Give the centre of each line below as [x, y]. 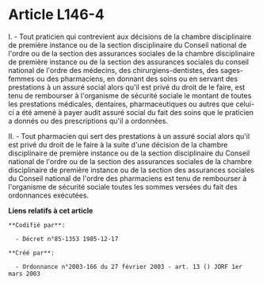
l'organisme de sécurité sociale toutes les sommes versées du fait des [123, 186]
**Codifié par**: [37, 225]
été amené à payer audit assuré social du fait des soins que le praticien [137, 112]
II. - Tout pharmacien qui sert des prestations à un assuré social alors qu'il [129, 136]
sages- [232, 70]
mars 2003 [25, 274]
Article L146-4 [56, 15]
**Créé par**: [32, 253]
